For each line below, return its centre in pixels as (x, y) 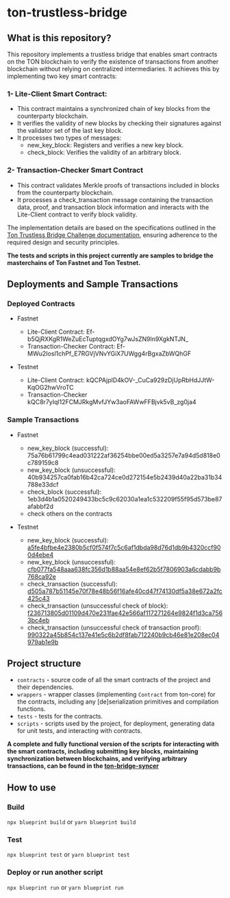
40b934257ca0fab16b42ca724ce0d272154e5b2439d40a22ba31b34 (125, 477)
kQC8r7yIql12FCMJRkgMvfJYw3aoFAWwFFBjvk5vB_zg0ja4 (112, 402)
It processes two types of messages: (69, 138)
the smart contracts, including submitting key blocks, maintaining (103, 751)
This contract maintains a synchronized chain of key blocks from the (114, 109)
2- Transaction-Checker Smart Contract (75, 171)
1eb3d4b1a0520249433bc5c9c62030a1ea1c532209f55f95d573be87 (125, 499)
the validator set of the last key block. (70, 131)
